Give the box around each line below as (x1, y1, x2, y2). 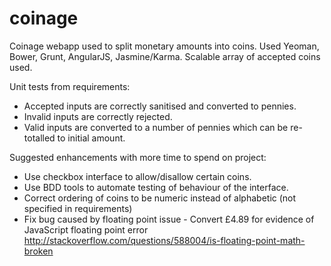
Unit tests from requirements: (9, 80, 131, 92)
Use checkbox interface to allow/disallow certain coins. (23, 170, 252, 182)
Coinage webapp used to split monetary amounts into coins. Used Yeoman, (9, 40, 320, 52)
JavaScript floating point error (23, 223, 149, 236)
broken (23, 245, 54, 257)
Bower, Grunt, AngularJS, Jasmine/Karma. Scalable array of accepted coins (9, 50, 321, 62)
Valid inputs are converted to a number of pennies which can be (23, 121, 289, 133)
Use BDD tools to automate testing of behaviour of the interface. (23, 181, 289, 193)
